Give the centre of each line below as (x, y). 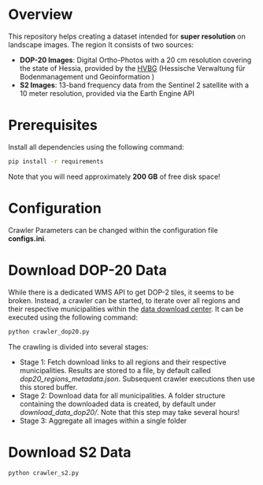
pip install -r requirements (56, 161)
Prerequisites (53, 126)
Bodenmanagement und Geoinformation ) (87, 76)
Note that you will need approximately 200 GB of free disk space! (114, 176)
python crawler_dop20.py (49, 331)
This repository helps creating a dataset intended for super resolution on (127, 36)
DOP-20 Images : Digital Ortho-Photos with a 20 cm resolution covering (135, 60)
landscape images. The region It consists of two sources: (101, 44)
